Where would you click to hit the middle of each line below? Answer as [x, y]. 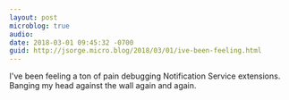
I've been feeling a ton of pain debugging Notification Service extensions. [145, 76]
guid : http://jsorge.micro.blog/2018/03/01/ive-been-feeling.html [136, 51]
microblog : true [39, 26]
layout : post [34, 17]
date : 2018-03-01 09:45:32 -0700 [72, 42]
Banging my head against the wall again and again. [103, 86]
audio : [21, 34]
